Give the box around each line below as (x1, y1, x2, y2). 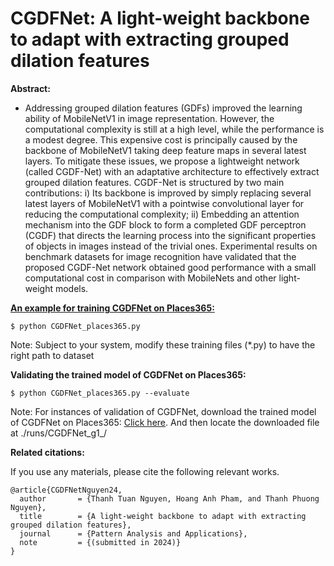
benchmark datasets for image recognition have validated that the (24, 250, 297, 262)
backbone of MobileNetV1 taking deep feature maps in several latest (24, 144, 307, 156)
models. (54, 282, 89, 294)
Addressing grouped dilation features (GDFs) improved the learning (24, 102, 303, 114)
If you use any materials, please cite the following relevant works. (10, 465, 280, 477)
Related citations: (10, 446, 85, 458)
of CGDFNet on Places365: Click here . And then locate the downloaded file (10, 416, 320, 428)
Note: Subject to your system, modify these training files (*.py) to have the (10, 338, 316, 351)
